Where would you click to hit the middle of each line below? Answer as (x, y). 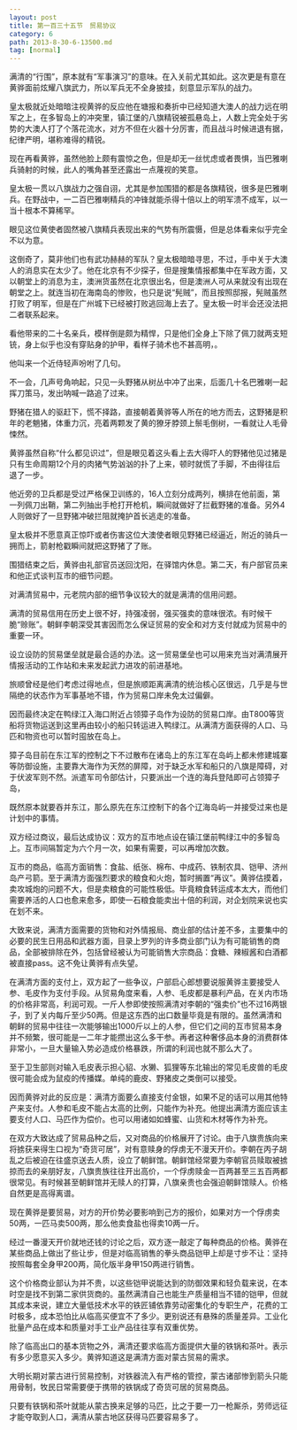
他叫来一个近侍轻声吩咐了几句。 (67, 363)
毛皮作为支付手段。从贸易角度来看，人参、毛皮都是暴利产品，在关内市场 (156, 993)
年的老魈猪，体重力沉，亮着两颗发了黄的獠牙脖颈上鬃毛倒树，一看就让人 (141, 423)
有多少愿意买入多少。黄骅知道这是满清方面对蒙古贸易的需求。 (122, 1357)
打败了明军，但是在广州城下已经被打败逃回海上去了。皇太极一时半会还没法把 (148, 304)
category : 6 (31, 34)
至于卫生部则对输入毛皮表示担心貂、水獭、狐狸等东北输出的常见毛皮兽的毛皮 (148, 1067)
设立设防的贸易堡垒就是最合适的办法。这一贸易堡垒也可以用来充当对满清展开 (148, 654)
